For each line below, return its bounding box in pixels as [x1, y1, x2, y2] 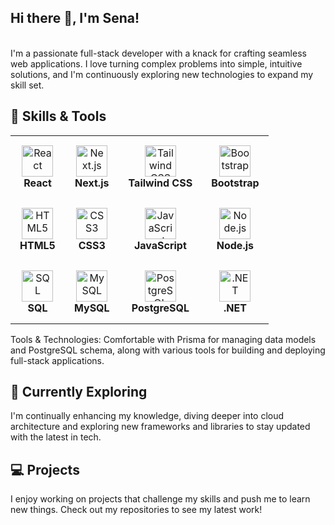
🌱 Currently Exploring [10, 384, 148, 401]
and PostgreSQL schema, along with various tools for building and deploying [10, 344, 326, 356]
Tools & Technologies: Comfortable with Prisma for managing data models [10, 333, 317, 345]
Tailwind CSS [128, 176, 193, 190]
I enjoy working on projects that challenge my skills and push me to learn [10, 493, 311, 505]
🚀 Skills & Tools [10, 108, 107, 125]
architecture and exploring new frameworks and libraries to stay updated [10, 421, 311, 433]
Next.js [74, 176, 110, 190]
